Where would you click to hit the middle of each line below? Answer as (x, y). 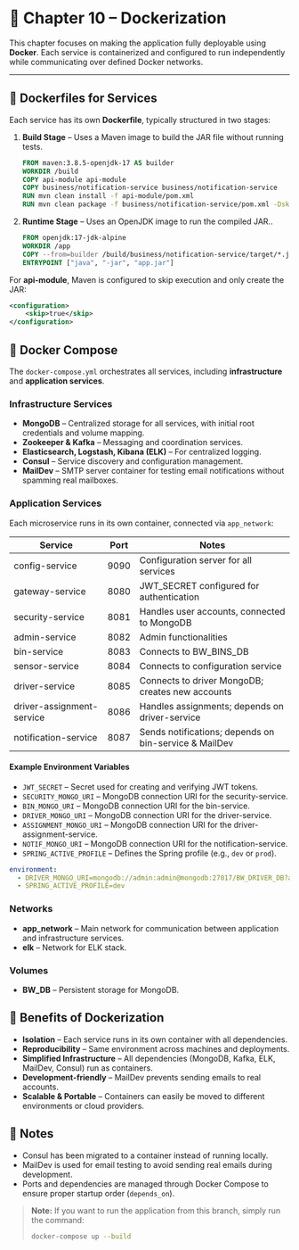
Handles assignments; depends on (212, 706)
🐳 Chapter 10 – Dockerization (118, 18)
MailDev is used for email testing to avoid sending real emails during (147, 1164)
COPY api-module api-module (74, 179)
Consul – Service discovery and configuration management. (132, 461)
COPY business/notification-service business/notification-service (149, 188)
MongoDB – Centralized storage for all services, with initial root (138, 424)
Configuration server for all (195, 559)
